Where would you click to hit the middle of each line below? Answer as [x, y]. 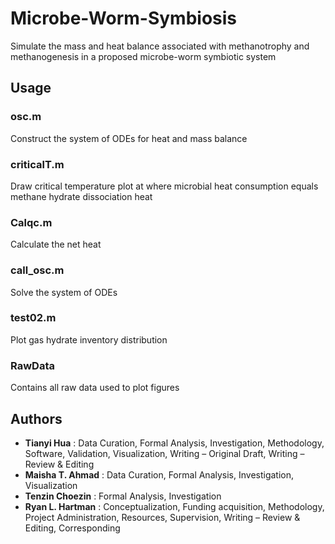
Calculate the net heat [56, 244]
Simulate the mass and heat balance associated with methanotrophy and [160, 46]
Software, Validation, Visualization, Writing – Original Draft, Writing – [164, 453]
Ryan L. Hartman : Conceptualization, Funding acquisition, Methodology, [174, 506]
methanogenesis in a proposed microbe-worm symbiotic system [143, 56]
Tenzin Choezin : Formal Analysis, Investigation [123, 496]
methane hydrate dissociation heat [81, 196]
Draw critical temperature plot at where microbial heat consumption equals [164, 186]
